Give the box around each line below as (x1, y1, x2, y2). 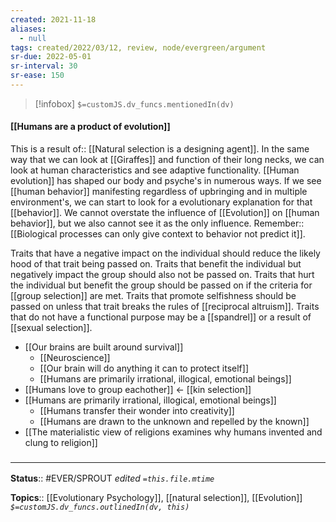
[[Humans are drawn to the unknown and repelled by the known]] (39, 416, 310, 428)
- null (19, 33, 47, 43)
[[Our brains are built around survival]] (24, 341, 184, 353)
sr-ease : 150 (10, 71, 65, 81)
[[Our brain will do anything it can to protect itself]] (39, 362, 250, 375)
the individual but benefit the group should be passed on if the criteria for (10, 279, 313, 291)
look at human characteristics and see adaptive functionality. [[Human (10, 164, 300, 176)
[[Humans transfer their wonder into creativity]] (39, 405, 235, 417)
